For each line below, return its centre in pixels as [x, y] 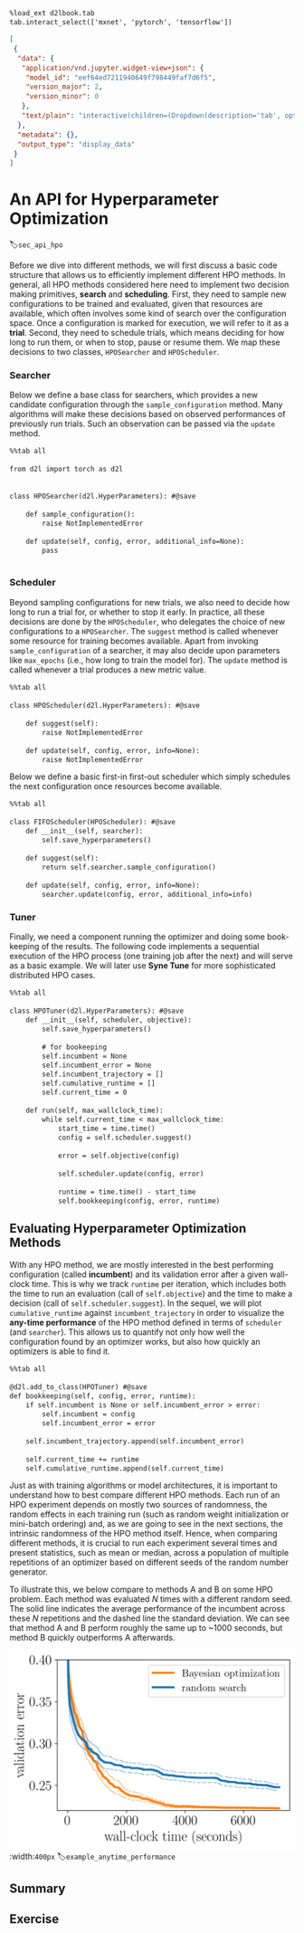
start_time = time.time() [106, 1129]
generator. [28, 1571]
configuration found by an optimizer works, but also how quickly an [135, 1341]
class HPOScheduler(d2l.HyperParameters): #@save [105, 705]
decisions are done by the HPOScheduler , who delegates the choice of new [147, 621]
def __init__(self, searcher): [85, 831]
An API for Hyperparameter [114, 200]
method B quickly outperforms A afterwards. [92, 1637]
